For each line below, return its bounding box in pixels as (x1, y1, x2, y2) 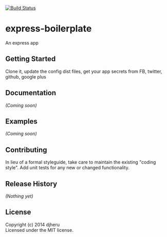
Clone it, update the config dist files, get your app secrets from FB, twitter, (5, 68, 162, 74)
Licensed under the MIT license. (5, 227, 73, 233)
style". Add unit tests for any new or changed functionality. (5, 165, 129, 171)
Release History (5, 180, 58, 188)
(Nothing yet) (5, 193, 33, 199)
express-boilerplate (5, 23, 92, 34)
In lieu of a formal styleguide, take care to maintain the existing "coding (5, 159, 156, 165)
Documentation (5, 89, 57, 97)
